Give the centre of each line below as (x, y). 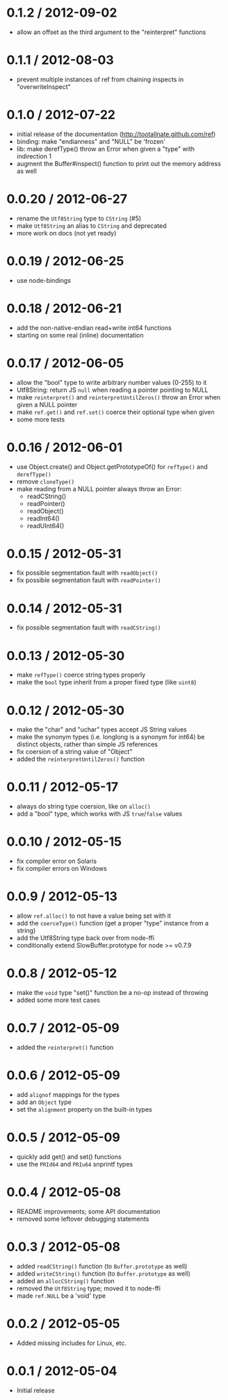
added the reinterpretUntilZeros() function (81, 759)
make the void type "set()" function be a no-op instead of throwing (112, 993)
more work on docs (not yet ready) (66, 233)
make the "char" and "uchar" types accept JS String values (101, 730)
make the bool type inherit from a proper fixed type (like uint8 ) (106, 682)
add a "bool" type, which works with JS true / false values (99, 814)
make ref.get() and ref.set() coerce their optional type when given (115, 412)
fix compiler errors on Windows (62, 868)
